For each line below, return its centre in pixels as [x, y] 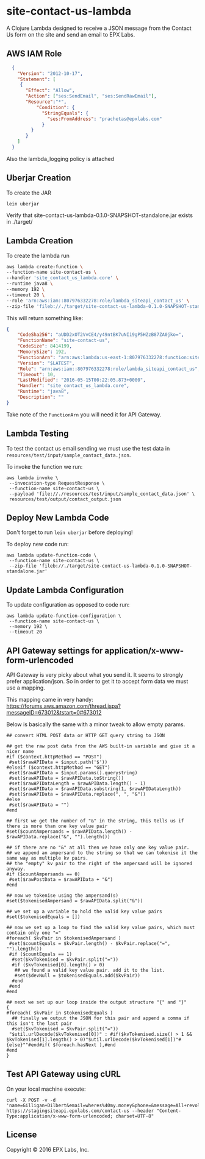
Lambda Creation [40, 241]
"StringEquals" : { [65, 113]
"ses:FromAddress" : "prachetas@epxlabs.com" [105, 119]
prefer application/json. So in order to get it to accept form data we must [97, 681]
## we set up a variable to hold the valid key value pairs [85, 911]
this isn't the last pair [39, 1024]
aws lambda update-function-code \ [52, 555]
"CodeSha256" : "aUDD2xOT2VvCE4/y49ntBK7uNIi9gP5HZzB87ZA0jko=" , [101, 335]
